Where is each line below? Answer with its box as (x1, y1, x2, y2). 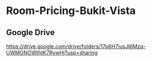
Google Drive (6, 27, 55, 37)
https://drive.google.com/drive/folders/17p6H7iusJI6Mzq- (6, 43, 146, 50)
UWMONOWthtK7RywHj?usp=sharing (6, 49, 98, 56)
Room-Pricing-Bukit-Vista (6, 4, 136, 18)
